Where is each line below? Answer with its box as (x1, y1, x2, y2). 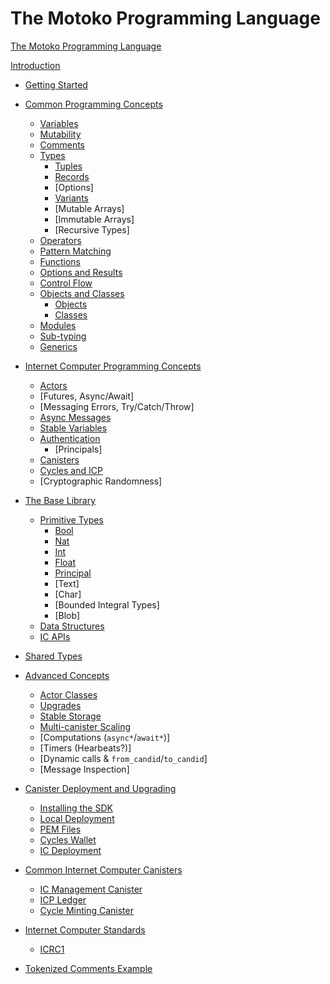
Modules (39, 319, 77, 331)
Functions (39, 255, 81, 267)
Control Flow (39, 277, 93, 289)
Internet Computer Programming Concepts (24, 360, 202, 372)
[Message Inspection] (39, 763, 130, 775)
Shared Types (24, 650, 83, 662)
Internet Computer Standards (24, 923, 146, 936)
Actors (39, 379, 68, 391)
